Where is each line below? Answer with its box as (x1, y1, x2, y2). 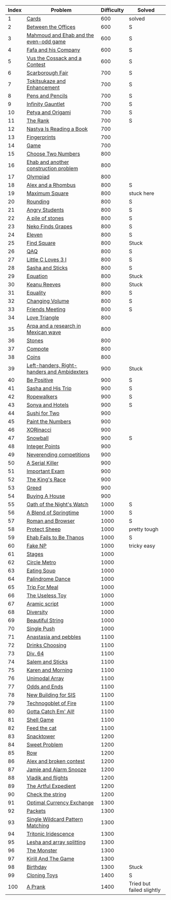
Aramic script (26, 600, 59, 607)
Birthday (26, 864, 47, 870)
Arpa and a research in (26, 322, 81, 329)
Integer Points (26, 443, 60, 450)
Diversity (26, 609, 48, 615)
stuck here (129, 190, 154, 197)
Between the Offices (26, 23, 76, 30)
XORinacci (26, 426, 52, 433)
